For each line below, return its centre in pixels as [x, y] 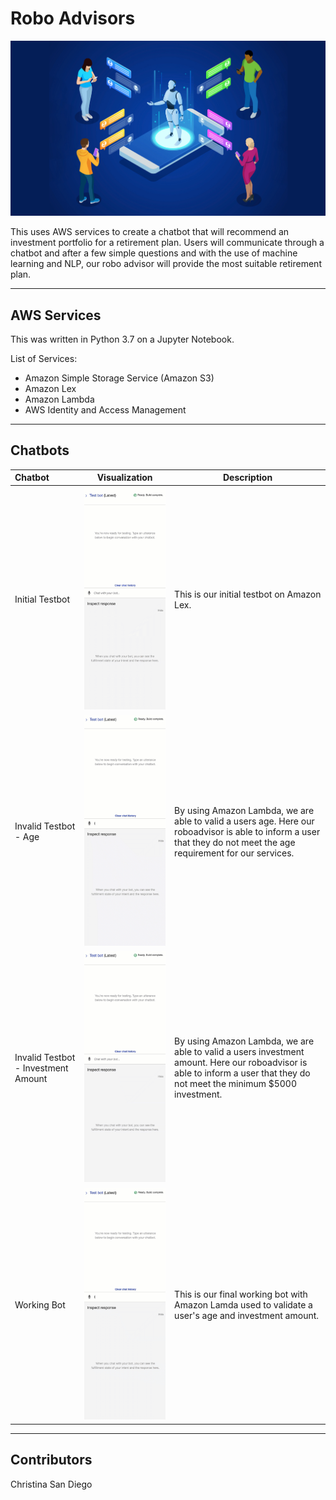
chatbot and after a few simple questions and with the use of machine [154, 253]
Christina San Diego [51, 1484]
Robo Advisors [73, 18]
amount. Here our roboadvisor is [241, 1063]
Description [247, 478]
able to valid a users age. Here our [244, 821]
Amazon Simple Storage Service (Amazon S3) [119, 378]
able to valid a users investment [239, 1052]
